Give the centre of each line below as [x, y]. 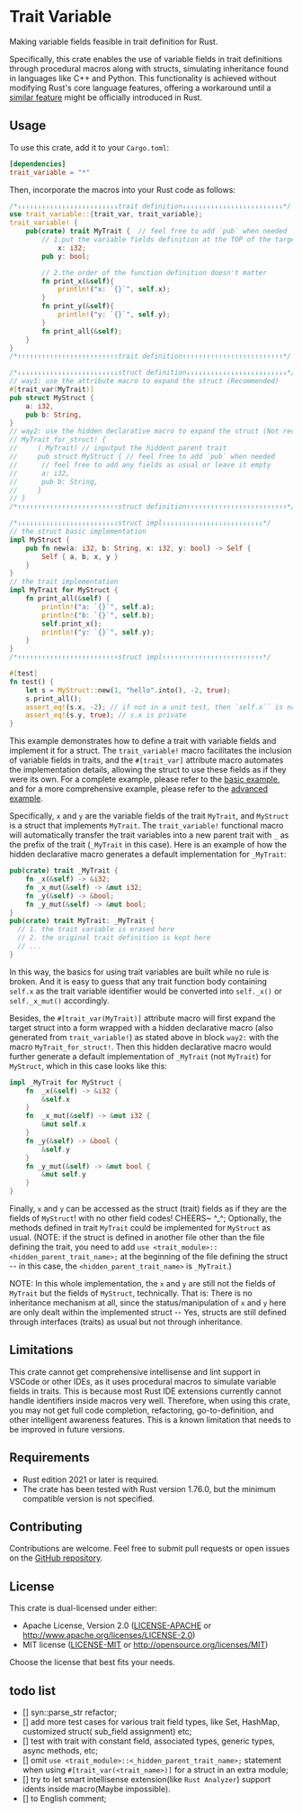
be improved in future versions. [67, 1429]
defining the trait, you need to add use [80, 1247]
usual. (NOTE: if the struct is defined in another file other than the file [137, 1237]
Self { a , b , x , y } [80, 556]
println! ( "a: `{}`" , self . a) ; [98, 607]
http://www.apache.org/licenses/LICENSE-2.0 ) [109, 1635]
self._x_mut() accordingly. [59, 1000]
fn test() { [31, 682]
